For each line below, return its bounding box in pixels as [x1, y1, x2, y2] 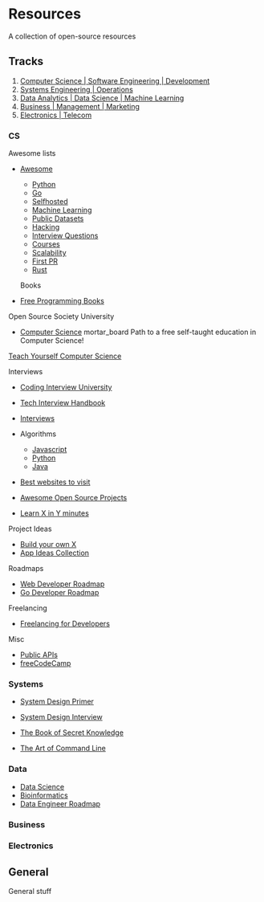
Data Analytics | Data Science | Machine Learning [19, 93, 185, 103]
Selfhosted [31, 197, 68, 206]
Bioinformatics [19, 790, 68, 800]
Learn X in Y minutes [19, 508, 90, 518]
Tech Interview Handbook [19, 398, 106, 408]
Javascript [31, 445, 67, 455]
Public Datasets [31, 214, 84, 223]
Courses [31, 239, 60, 249]
